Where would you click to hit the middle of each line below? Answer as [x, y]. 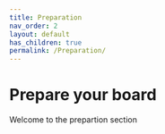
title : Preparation [46, 17]
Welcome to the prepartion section [73, 120]
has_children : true [46, 42]
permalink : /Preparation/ [57, 51]
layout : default [39, 34]
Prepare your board [83, 95]
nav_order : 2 [34, 26]
